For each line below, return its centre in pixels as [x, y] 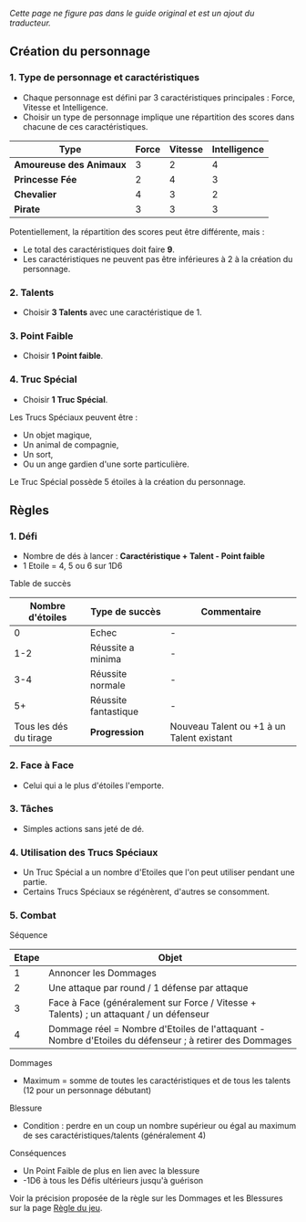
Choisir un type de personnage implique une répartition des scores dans [158, 117]
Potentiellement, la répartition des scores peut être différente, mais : [137, 231]
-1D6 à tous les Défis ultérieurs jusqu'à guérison [113, 1181]
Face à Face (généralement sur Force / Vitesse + [153, 1003]
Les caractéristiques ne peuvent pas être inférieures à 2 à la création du [158, 258]
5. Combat [33, 915]
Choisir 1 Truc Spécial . [65, 399]
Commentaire [231, 612]
